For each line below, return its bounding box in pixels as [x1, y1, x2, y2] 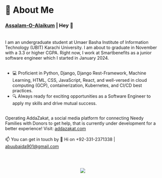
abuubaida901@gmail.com [5, 143, 59, 149]
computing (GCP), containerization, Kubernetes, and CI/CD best [12, 82, 142, 88]
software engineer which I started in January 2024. [5, 55, 109, 61]
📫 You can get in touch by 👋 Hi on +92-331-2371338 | [5, 137, 116, 142]
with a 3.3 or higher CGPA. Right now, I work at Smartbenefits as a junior [5, 50, 152, 56]
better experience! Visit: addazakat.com [5, 126, 86, 132]
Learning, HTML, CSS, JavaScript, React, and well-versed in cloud [12, 77, 147, 83]
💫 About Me [5, 4, 54, 16]
